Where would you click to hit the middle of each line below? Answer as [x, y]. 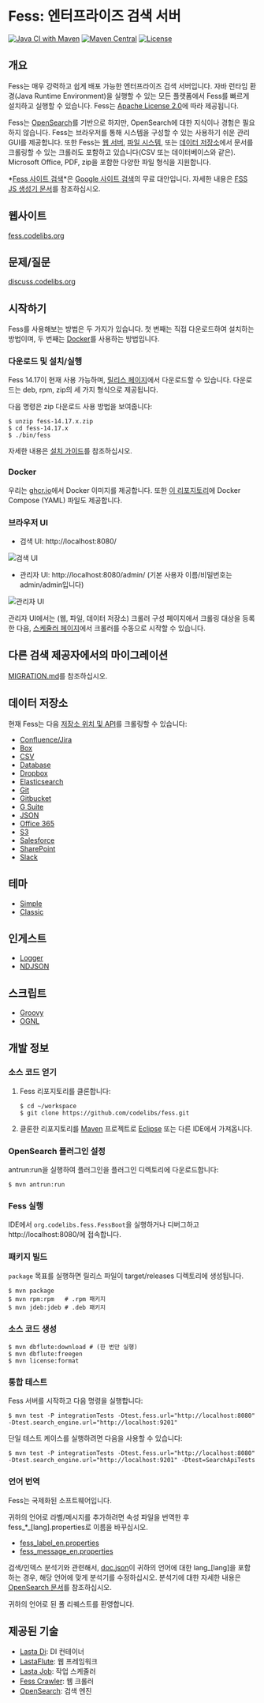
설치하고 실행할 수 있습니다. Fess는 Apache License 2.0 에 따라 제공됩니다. [123, 105]
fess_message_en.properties [66, 1551]
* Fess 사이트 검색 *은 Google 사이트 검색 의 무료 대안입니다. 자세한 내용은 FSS [128, 179]
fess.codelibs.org [36, 235]
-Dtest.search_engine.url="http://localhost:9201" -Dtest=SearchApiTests [132, 1461]
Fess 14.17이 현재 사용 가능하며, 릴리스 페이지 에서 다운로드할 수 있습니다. [120, 380]
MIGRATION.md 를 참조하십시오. [58, 675]
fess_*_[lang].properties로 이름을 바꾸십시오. [78, 1527]
